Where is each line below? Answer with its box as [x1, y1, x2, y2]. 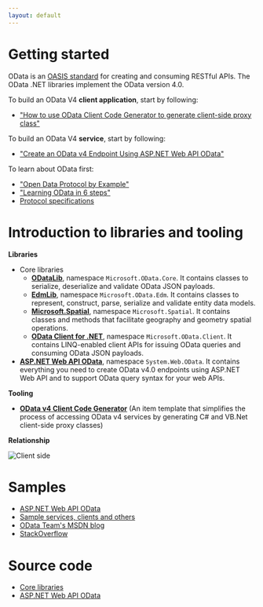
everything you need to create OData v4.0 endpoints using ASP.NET [19, 364, 241, 374]
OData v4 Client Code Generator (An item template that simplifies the [19, 404, 246, 413]
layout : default [8, 11, 61, 20]
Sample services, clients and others [19, 512, 136, 522]
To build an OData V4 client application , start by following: [8, 95, 199, 104]
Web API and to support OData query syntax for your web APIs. [19, 373, 225, 382]
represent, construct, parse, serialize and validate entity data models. [31, 298, 256, 307]
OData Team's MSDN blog [19, 521, 104, 530]
